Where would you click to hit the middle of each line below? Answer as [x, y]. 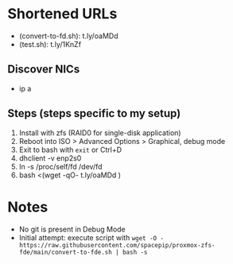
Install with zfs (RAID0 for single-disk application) [100, 133]
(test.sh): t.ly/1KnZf [50, 44]
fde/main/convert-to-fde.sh [65, 252]
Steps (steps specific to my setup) [94, 113]
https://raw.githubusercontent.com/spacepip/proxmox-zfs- [117, 245]
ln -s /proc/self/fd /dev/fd [60, 166]
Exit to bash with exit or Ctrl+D [70, 149]
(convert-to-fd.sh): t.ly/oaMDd [68, 36]
